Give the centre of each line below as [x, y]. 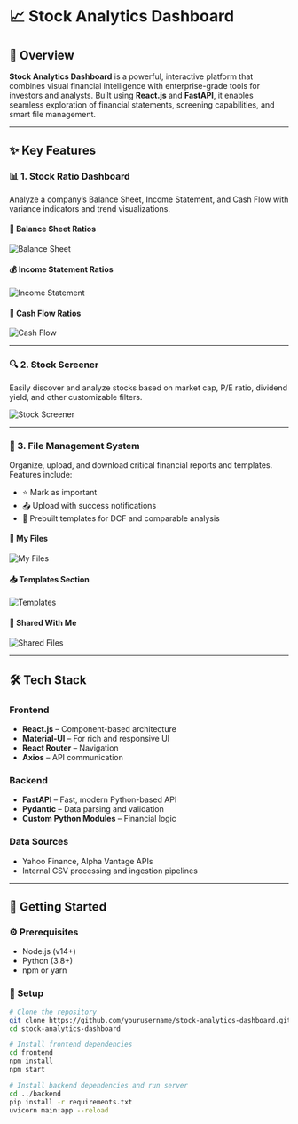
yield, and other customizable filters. [76, 397]
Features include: [41, 474]
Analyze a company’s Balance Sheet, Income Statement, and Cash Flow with [149, 199]
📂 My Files [29, 539]
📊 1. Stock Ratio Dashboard [70, 176]
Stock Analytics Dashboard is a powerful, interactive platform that [131, 76]
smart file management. [52, 114]
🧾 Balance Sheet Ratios [53, 229]
